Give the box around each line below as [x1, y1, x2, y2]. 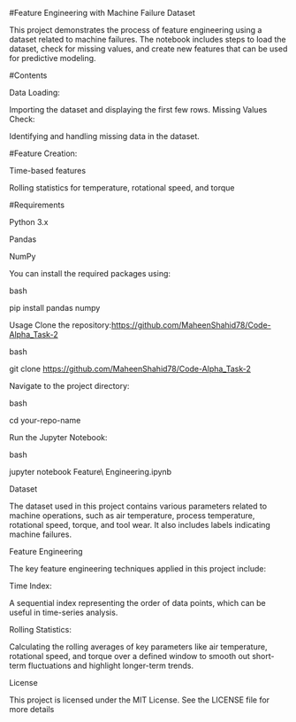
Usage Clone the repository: [9, 320, 112, 330]
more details [9, 704, 55, 714]
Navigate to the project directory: [9, 381, 130, 391]
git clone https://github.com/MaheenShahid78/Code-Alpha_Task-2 [9, 363, 252, 374]
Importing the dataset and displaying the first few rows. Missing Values [9, 105, 268, 114]
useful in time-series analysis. [9, 607, 118, 617]
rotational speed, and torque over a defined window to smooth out [9, 651, 250, 661]
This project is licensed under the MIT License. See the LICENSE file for [9, 695, 270, 705]
